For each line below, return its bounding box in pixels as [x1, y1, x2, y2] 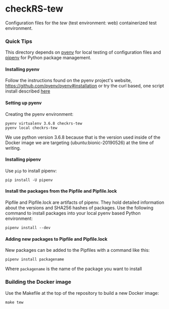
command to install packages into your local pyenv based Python [5, 210, 141, 216]
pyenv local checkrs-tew [5, 125, 58, 130]
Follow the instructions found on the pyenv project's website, [5, 77, 132, 83]
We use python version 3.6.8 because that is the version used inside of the [5, 134, 160, 140]
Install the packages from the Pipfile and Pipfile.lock [5, 188, 117, 194]
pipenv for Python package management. [5, 55, 92, 61]
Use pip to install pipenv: [5, 167, 57, 173]
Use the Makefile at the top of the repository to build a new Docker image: [5, 290, 159, 296]
